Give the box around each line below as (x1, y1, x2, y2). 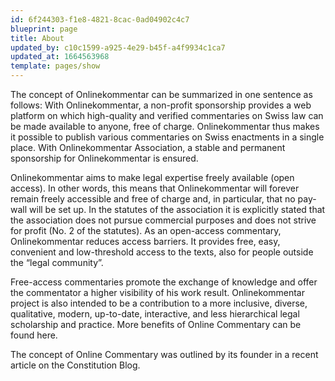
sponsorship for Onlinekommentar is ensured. (10, 152, 199, 164)
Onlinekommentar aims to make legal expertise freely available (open (10, 172, 295, 183)
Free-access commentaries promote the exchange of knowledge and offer (10, 276, 318, 288)
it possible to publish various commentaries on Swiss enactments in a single (10, 131, 325, 143)
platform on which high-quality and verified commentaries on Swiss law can (10, 110, 324, 121)
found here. (10, 329, 58, 341)
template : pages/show (10, 61, 101, 71)
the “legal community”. (10, 257, 104, 268)
